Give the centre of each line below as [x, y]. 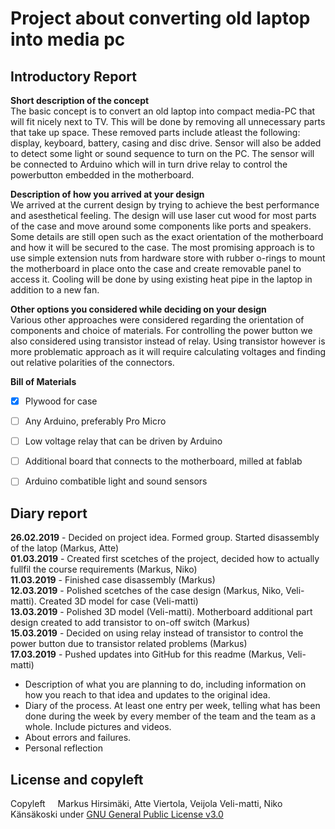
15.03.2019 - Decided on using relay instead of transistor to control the [157, 633]
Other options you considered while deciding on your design [138, 309]
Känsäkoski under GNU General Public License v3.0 [117, 814]
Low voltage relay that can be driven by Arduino [123, 441]
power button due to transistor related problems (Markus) [129, 644]
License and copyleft [77, 779]
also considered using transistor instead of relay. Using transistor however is [168, 341]
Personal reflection [63, 748]
